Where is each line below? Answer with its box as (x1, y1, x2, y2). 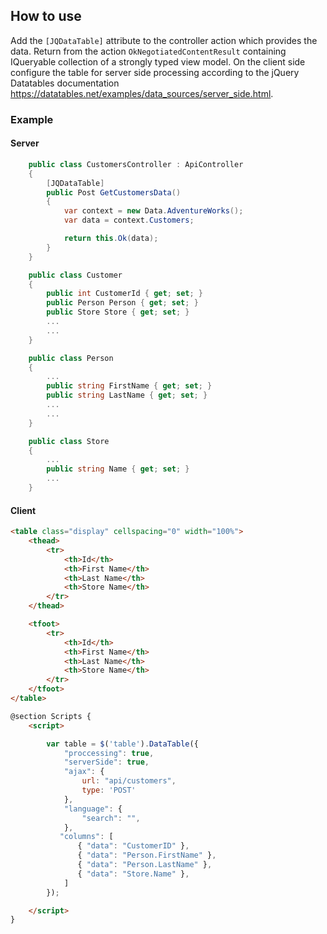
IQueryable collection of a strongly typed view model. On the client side (10, 55, 306, 68)
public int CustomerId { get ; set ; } (46, 289, 203, 299)
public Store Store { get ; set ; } (46, 307, 190, 318)
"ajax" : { (63, 767, 105, 777)
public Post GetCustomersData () (46, 187, 182, 198)
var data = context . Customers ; (63, 215, 195, 226)
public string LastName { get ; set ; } (46, 390, 208, 401)
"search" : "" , (81, 813, 141, 823)
